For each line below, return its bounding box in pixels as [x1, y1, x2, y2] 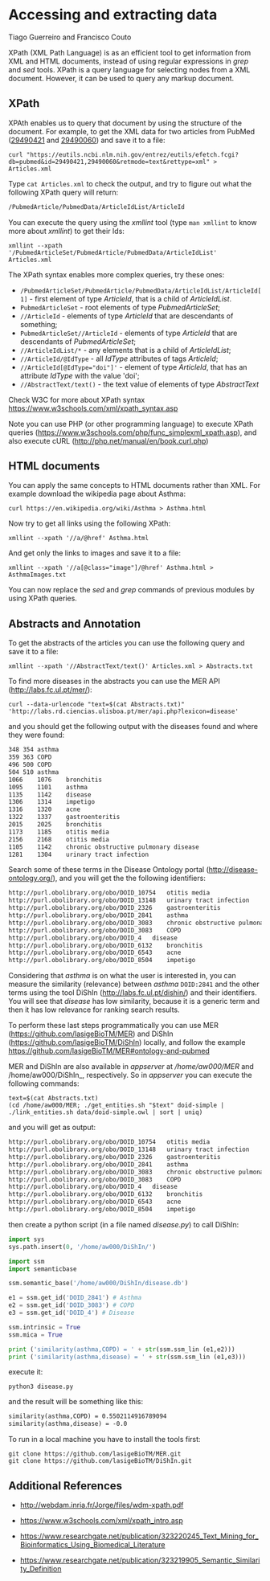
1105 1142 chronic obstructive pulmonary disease [8, 842, 199, 851]
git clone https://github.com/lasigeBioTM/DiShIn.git [8, 1457, 193, 1465]
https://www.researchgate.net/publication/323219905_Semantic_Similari [19, 1555, 260, 1565]
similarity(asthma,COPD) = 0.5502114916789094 [8, 1412, 167, 1420]
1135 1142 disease [8, 790, 92, 799]
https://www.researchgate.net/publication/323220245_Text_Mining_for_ [19, 1531, 259, 1541]
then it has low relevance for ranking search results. [8, 1005, 180, 1014]
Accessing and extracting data [8, 6, 218, 24]
